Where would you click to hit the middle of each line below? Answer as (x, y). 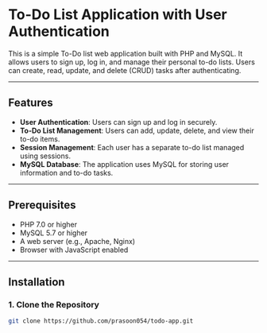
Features (31, 103)
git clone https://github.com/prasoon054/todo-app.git (101, 321)
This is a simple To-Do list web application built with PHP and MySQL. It (126, 53)
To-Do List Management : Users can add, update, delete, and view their (137, 130)
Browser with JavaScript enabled (74, 250)
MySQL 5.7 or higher (54, 233)
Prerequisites (42, 205)
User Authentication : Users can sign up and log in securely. (118, 122)
